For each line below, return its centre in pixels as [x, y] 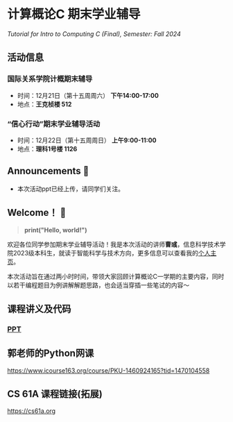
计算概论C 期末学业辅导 [74, 14]
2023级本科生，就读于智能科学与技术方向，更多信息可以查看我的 [106, 253]
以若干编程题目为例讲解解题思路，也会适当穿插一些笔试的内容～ [98, 285]
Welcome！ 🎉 [37, 213]
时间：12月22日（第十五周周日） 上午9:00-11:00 [87, 140]
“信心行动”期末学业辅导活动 [54, 124]
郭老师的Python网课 [51, 354]
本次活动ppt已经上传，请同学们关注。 [71, 189]
